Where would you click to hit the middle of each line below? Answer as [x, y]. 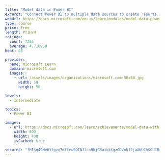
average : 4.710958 [28, 46]
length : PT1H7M [21, 32]
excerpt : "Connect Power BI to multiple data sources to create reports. [82, 14]
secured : [14, 150]
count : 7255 [22, 42]
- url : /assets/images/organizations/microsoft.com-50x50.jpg [79, 78]
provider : [15, 59]
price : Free [17, 28]
